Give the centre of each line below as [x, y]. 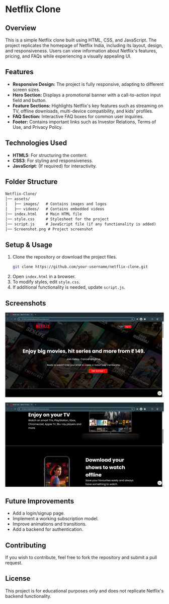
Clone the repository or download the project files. [65, 257]
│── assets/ [18, 199]
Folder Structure [31, 182]
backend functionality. [28, 596]
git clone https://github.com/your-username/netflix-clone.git [80, 267]
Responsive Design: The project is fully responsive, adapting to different [88, 84]
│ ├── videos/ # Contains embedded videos [55, 209]
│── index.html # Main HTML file [44, 214]
